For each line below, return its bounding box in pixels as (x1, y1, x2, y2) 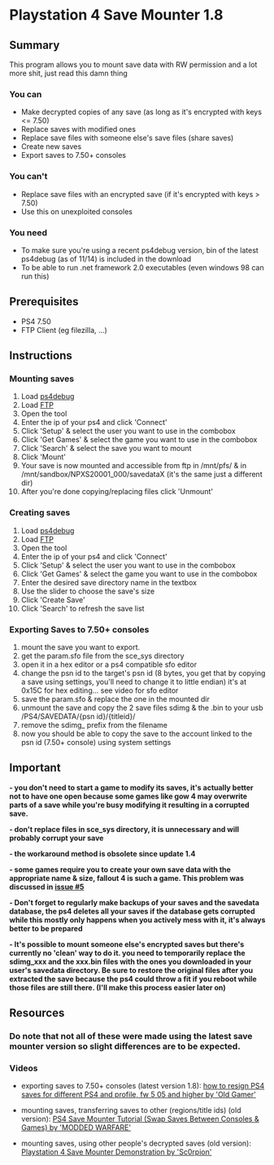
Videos (9, 1062, 38, 1074)
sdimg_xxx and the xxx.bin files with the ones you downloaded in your (9, 957, 252, 966)
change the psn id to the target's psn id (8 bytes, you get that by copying (20, 668, 266, 677)
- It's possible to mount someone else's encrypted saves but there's (9, 939, 245, 949)
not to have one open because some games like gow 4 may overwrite (9, 791, 247, 801)
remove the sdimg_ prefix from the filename (20, 720, 167, 729)
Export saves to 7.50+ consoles (20, 151, 127, 160)
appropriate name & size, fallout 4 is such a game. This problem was (9, 873, 245, 883)
